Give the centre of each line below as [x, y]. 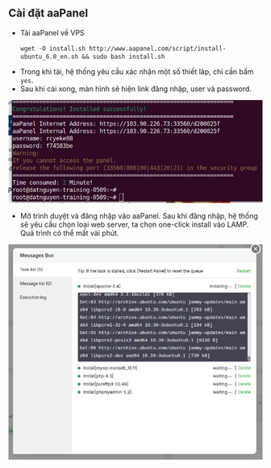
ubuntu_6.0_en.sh [49, 56]
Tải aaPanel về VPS [52, 32]
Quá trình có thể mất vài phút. [69, 233]
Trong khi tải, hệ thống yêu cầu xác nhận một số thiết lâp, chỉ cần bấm [137, 71]
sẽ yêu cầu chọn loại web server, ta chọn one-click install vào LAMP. [134, 224]
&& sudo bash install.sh [123, 56]
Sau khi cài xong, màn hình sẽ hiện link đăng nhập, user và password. [136, 89]
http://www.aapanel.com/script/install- [157, 48]
